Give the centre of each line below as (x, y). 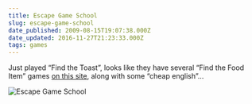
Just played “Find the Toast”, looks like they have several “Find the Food (126, 67)
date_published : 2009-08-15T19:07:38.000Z (79, 30)
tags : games (28, 45)
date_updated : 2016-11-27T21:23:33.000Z (76, 38)
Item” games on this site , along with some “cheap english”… (106, 76)
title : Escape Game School (53, 15)
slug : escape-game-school (51, 23)
